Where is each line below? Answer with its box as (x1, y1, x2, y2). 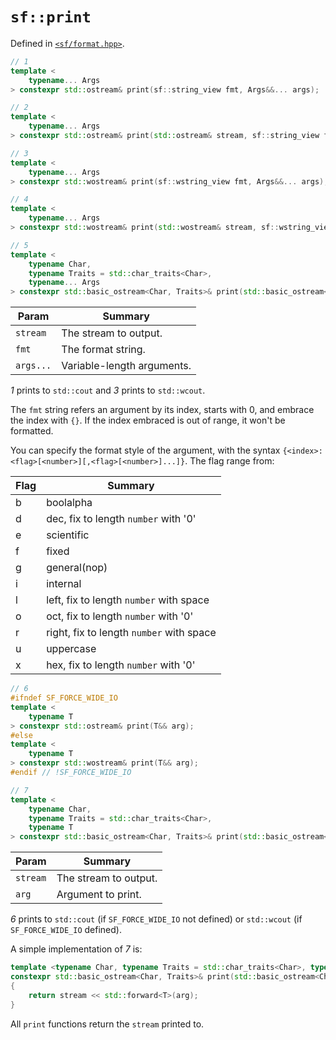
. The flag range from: (184, 455, 275, 467)
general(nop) (46, 561, 108, 575)
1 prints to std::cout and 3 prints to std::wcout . (10, 384, 206, 397)
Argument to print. (56, 888, 142, 902)
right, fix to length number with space (46, 626, 217, 640)
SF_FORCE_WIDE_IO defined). (10, 924, 122, 936)
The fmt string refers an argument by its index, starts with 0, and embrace (10, 404, 315, 416)
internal (46, 577, 82, 591)
